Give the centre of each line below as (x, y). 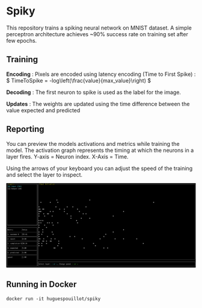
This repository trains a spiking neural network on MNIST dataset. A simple (99, 28)
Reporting (25, 129)
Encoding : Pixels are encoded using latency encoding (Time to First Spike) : (101, 74)
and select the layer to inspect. (44, 174)
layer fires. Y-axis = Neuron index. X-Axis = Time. (67, 156)
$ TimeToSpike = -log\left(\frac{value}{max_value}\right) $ (79, 80)
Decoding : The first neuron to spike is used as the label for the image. (94, 92)
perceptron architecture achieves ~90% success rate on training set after (97, 34)
